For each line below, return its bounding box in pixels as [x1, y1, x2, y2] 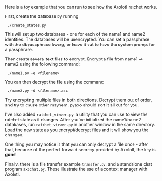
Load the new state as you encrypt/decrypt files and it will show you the [5, 127, 149, 133]
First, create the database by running [5, 14, 79, 19]
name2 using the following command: [5, 61, 80, 67]
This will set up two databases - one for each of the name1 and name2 [5, 31, 145, 37]
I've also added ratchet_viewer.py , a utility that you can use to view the [5, 111, 148, 117]
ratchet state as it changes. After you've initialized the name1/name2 [5, 117, 141, 122]
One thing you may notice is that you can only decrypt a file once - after [5, 141, 148, 147]
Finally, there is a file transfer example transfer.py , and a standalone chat [5, 161, 152, 166]
